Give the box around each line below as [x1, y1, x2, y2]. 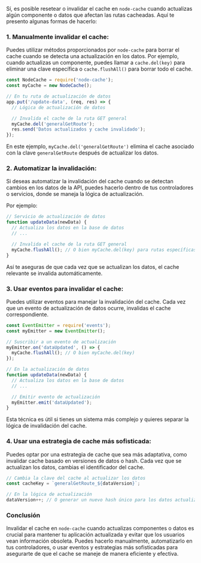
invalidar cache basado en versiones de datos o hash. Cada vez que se [6, 457, 182, 464]
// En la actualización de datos [6, 367, 90, 373]
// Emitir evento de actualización [11, 394, 100, 400]
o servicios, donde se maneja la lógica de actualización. [6, 190, 144, 198]
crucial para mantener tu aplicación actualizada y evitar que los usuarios [6, 531, 185, 538]
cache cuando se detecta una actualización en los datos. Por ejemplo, [6, 53, 179, 60]
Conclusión [6, 511, 41, 519]
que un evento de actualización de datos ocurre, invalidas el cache [6, 304, 171, 311]
